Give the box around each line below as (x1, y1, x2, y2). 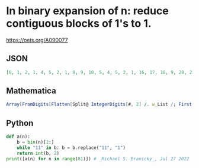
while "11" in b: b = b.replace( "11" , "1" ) (17, 144, 126, 151)
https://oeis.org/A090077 (6, 36, 68, 43)
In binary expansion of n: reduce (6, 4, 169, 18)
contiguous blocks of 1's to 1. (6, 17, 152, 30)
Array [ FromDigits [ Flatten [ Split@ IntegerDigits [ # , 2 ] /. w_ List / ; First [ (6, 102, 195, 107)
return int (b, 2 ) (17, 150, 60, 156)
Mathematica (6, 86, 56, 96)
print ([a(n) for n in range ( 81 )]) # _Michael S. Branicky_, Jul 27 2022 (6, 156, 190, 161)
